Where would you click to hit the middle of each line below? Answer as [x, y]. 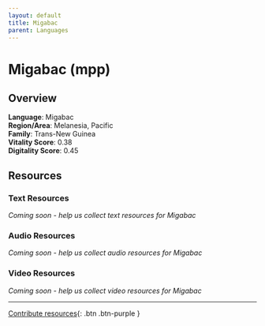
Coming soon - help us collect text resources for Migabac [102, 215]
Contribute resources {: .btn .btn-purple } [74, 313]
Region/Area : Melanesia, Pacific [61, 126]
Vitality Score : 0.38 [40, 142]
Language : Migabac [41, 117]
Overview [33, 98]
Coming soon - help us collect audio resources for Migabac [105, 253]
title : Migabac [33, 23]
